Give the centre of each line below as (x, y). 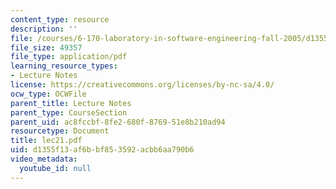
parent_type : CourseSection (69, 112)
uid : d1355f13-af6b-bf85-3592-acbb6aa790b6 (102, 150)
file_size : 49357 (46, 47)
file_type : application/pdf (69, 57)
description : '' (44, 29)
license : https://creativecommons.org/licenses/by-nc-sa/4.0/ (142, 85)
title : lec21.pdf (46, 141)
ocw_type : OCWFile (48, 94)
